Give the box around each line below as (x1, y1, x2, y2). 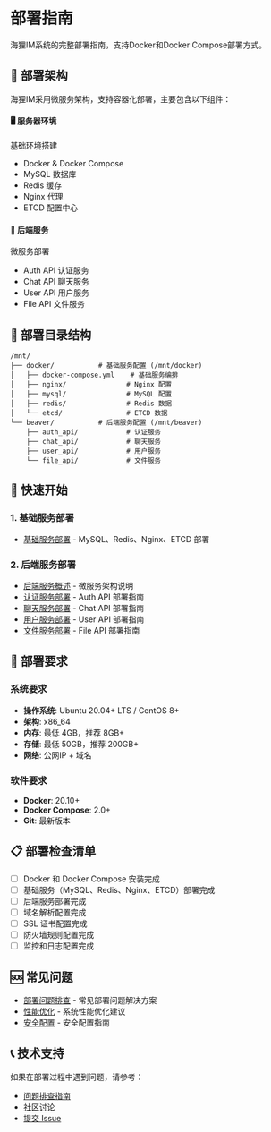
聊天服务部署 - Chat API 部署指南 (22, 602, 145, 613)
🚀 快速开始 (10, 482, 68, 498)
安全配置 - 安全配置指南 (22, 1017, 111, 1027)
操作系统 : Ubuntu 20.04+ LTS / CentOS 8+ (22, 704, 180, 716)
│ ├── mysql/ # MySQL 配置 (10, 389, 173, 398)
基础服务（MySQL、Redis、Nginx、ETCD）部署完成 (22, 884, 216, 895)
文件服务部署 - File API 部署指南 (22, 625, 140, 635)
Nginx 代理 (22, 191, 64, 201)
